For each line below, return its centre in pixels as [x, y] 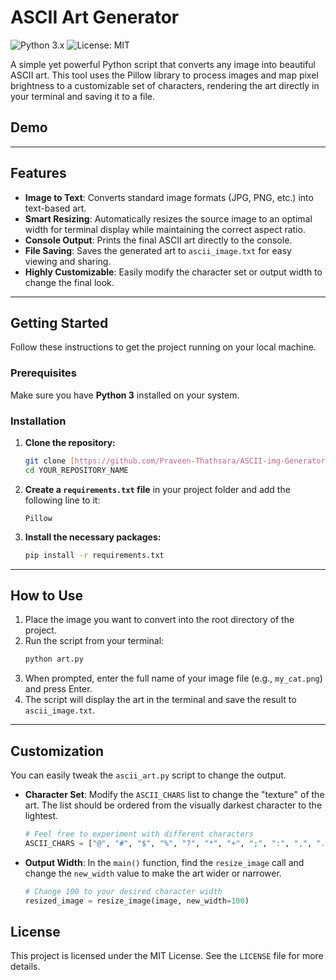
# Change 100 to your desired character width [123, 891]
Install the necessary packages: [93, 537]
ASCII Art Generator [95, 17]
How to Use [47, 595]
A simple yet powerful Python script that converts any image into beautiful [163, 64]
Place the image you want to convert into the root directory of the [159, 620]
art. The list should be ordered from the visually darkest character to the [173, 805]
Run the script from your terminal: [94, 641]
